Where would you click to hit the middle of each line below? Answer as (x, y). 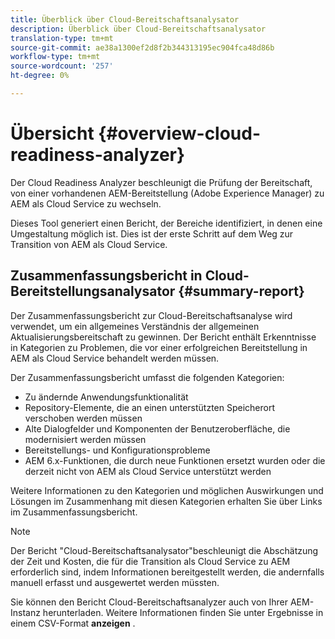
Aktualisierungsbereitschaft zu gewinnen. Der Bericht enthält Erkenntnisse (163, 337)
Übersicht (52, 133)
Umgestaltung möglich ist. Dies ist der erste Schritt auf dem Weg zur (152, 233)
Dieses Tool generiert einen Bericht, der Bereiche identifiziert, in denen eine (166, 223)
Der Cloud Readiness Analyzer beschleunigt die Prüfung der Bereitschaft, (161, 182)
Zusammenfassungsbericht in (106, 276)
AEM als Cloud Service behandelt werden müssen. (115, 358)
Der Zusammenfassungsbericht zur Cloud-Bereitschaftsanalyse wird (151, 315)
